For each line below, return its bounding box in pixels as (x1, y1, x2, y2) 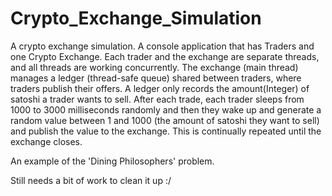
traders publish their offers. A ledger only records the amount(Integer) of (10, 82, 310, 94)
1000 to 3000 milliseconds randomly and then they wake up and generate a (10, 103, 322, 116)
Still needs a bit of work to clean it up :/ (10, 174, 172, 186)
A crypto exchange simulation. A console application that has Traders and (10, 40, 315, 52)
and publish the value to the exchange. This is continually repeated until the (10, 125, 322, 137)
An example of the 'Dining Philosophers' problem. (10, 155, 215, 167)
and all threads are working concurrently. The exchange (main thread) (10, 61, 299, 73)
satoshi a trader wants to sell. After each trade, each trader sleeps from (10, 93, 305, 105)
